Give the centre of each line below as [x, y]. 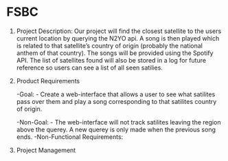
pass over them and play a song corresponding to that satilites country [116, 101]
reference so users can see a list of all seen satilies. [89, 67]
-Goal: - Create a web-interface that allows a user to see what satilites [116, 94]
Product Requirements [48, 80]
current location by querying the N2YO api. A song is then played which [118, 38]
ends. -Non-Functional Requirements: [70, 137]
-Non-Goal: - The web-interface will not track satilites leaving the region [118, 122]
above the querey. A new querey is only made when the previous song [116, 129]
